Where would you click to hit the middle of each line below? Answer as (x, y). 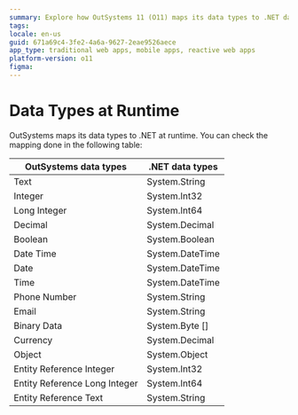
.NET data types (184, 167)
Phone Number (45, 296)
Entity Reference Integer (64, 369)
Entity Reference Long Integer (76, 383)
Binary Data (38, 325)
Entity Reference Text (59, 397)
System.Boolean (180, 239)
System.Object (177, 354)
